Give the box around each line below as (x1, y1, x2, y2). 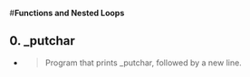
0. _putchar (9, 33, 75, 48)
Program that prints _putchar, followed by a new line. (44, 57, 242, 68)
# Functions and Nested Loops (9, 8, 125, 18)
